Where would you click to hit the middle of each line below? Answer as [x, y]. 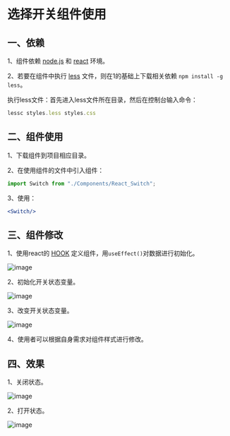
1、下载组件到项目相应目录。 [49, 155]
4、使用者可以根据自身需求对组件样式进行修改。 [78, 339]
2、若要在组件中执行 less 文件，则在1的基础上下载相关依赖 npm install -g [115, 76]
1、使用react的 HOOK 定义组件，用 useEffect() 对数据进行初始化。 [103, 253]
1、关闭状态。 [27, 382]
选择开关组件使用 [57, 14]
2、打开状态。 [28, 411]
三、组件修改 [35, 235]
